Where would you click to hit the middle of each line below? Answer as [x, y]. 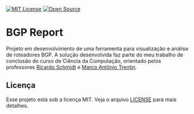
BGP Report [35, 33]
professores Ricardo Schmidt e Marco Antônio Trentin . [72, 67]
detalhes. [17, 105]
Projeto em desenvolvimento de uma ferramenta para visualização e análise [97, 48]
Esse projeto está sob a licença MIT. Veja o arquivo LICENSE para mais [91, 99]
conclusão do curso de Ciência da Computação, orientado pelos [84, 60]
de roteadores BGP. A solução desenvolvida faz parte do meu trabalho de [95, 55]
